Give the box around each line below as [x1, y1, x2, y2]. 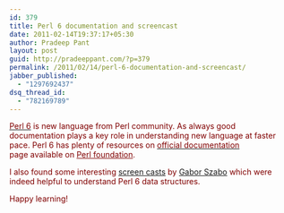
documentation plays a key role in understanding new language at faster [9, 131, 276, 141]
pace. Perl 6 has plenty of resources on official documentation [9, 140, 240, 150]
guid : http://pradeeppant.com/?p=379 [9, 55, 151, 64]
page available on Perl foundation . [9, 149, 136, 160]
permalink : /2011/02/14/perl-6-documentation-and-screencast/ [9, 64, 246, 72]
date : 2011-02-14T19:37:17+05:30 [9, 30, 134, 38]
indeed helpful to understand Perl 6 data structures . [9, 176, 201, 187]
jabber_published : [9, 72, 78, 81]
